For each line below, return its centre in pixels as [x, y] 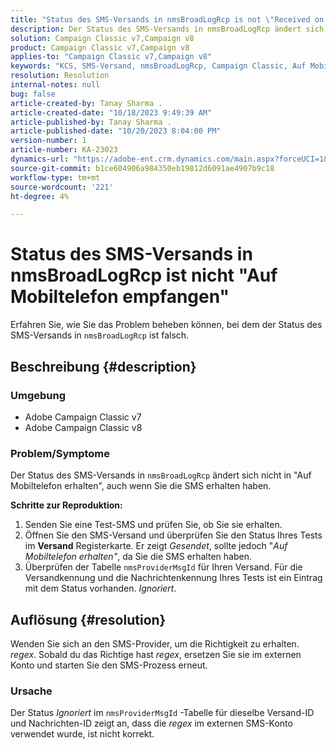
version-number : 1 [48, 141]
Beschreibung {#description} [103, 366]
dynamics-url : [40, 159]
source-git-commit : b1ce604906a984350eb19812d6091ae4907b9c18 [142, 168]
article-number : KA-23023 [64, 150]
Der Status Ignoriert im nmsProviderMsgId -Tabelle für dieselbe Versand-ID [162, 713]
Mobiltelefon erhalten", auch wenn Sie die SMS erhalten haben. [141, 486]
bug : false [33, 94]
